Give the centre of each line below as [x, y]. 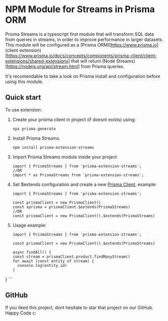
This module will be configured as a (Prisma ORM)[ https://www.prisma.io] [82, 45]
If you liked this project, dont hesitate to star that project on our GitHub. [79, 307]
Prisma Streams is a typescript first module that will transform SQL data [80, 34]
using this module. [24, 82]
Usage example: [29, 225]
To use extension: [24, 109]
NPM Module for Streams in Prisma [80, 9]
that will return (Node [93, 61]
